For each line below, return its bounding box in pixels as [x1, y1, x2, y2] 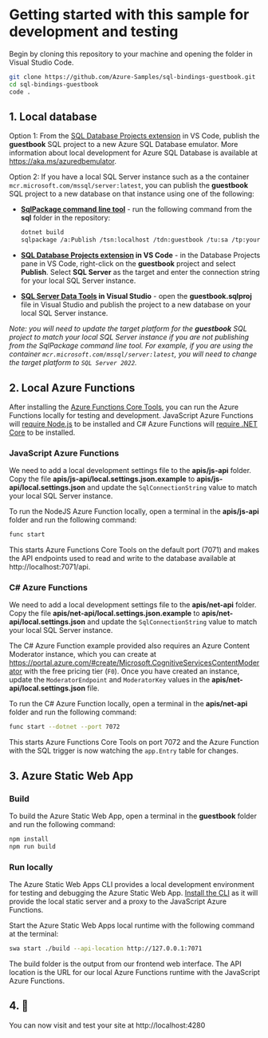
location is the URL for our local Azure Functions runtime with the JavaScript [9, 967, 260, 976]
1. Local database [9, 109, 97, 123]
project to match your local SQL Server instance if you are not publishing [9, 332, 250, 342]
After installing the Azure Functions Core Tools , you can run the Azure [9, 402, 239, 412]
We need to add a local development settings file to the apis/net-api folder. [9, 600, 257, 610]
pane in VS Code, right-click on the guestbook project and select [20, 259, 236, 268]
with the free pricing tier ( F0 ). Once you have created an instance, [23, 666, 240, 676]
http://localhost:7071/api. [9, 562, 91, 572]
